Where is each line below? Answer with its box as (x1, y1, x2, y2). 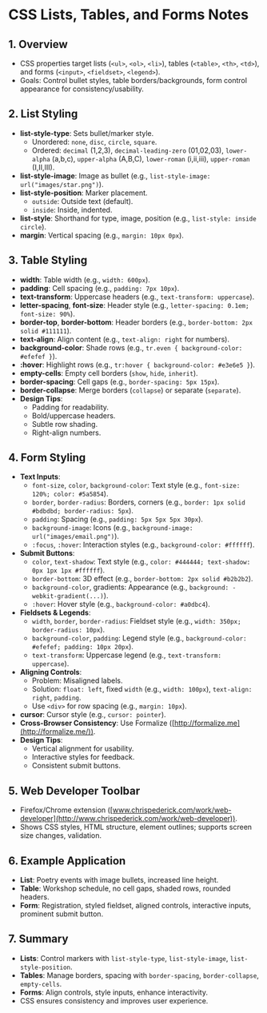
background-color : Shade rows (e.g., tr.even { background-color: (19, 342, 243, 353)
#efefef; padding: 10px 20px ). (31, 642, 134, 652)
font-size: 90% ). (19, 309, 76, 318)
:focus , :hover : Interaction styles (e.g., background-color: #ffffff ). (31, 540, 255, 549)
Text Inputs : (19, 472, 61, 481)
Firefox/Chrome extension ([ (19, 805, 114, 815)
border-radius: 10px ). (31, 625, 106, 635)
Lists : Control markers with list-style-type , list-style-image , (19, 953, 229, 963)
